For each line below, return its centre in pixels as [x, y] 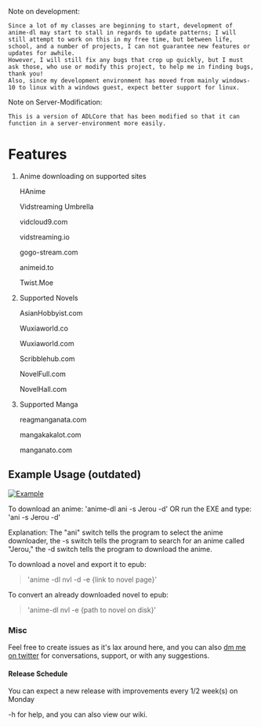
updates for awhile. [42, 53]
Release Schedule [38, 674]
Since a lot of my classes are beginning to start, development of [121, 26]
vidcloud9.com [43, 221]
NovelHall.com [43, 389]
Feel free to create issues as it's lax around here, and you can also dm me [127, 648]
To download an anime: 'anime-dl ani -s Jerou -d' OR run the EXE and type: [130, 509]
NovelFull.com [43, 374]
